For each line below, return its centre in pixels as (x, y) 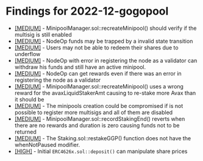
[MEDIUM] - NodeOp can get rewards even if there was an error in (98, 73)
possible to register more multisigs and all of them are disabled (94, 112)
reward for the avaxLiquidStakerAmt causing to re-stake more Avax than (105, 93)
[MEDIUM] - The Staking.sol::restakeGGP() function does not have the (103, 138)
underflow (27, 54)
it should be (29, 99)
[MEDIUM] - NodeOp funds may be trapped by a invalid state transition (104, 41)
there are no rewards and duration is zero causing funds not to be (97, 125)
